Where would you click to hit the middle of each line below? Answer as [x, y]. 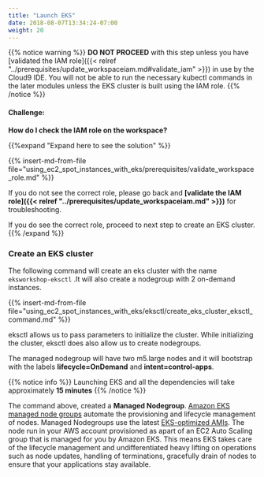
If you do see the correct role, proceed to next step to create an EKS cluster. [132, 225]
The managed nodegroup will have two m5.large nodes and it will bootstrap [131, 358]
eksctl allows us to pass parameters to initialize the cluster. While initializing [131, 334]
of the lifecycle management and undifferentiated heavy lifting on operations [132, 447]
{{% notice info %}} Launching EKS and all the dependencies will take [121, 382]
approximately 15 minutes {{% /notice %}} [77, 390]
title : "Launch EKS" [42, 15]
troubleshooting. [35, 209]
